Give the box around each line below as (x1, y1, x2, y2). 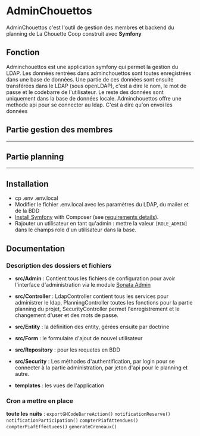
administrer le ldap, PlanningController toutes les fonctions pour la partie (14, 299, 193, 306)
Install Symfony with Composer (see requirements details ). (14, 214, 159, 221)
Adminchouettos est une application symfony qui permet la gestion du (6, 63, 179, 70)
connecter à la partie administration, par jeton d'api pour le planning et (14, 364, 188, 371)
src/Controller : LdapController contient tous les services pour (14, 293, 169, 300)
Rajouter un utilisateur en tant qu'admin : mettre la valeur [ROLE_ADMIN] (14, 220, 187, 227)
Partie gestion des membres (6, 125, 113, 135)
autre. (14, 370, 30, 377)
